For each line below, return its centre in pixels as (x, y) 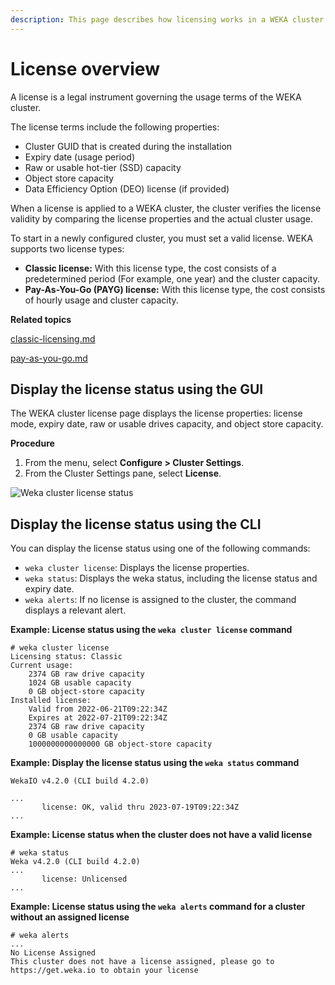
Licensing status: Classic (66, 657)
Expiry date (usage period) (80, 157)
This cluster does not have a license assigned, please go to (142, 962)
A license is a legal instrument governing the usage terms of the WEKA (156, 97)
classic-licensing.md (53, 338)
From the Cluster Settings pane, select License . (123, 473)
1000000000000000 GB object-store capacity (120, 744)
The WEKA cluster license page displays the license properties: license (156, 413)
